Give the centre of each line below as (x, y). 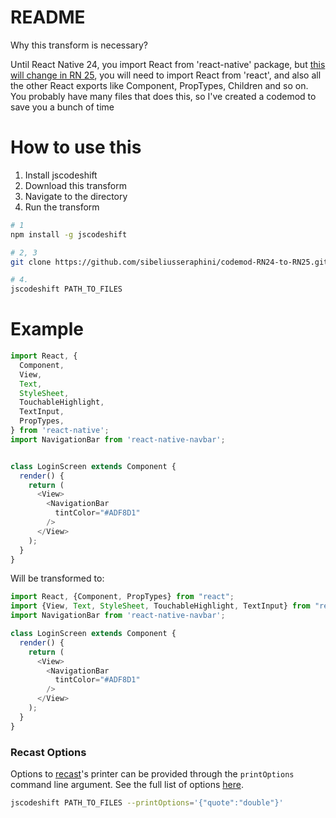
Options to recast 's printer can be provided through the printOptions (152, 773)
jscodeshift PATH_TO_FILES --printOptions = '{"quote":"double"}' (147, 802)
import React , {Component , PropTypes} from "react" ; (122, 597)
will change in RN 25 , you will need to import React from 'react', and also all (166, 75)
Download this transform (75, 185)
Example (47, 329)
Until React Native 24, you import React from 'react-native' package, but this (168, 64)
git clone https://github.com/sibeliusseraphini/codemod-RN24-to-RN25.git (169, 262)
